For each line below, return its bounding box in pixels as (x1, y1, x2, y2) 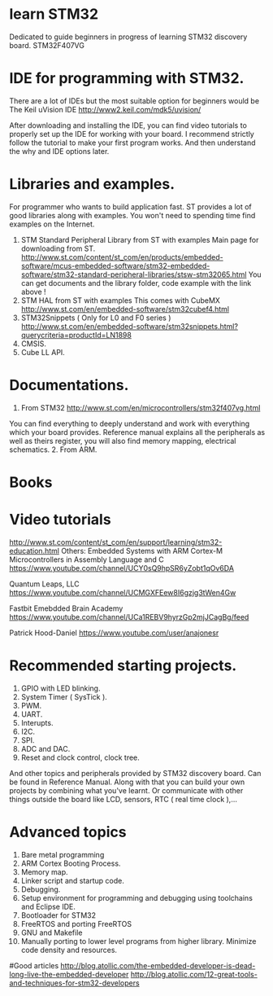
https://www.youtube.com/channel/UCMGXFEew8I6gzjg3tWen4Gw (9, 587, 236, 597)
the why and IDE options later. (9, 146, 110, 156)
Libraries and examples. (9, 175, 175, 194)
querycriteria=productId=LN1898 (20, 330, 132, 340)
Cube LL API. (20, 347, 66, 357)
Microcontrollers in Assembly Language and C (9, 555, 165, 564)
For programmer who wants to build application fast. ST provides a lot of (9, 201, 253, 212)
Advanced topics (9, 823, 127, 841)
